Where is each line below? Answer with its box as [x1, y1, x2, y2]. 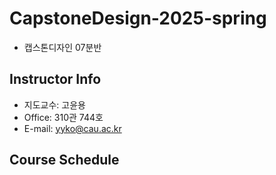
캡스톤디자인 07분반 [23, 41, 102, 53]
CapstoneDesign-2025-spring [9, 7, 267, 30]
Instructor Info [9, 71, 102, 88]
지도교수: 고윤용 [23, 98, 86, 111]
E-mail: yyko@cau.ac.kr [23, 122, 122, 134]
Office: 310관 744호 [23, 111, 104, 123]
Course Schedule [9, 152, 120, 169]
